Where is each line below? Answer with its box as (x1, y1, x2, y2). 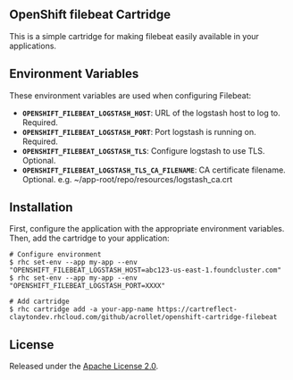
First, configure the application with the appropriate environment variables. (9, 224, 285, 234)
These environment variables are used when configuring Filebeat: (9, 89, 252, 101)
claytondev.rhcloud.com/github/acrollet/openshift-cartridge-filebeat (9, 313, 278, 322)
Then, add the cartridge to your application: (9, 232, 170, 244)
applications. (9, 40, 56, 51)
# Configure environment (9, 250, 102, 259)
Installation (9, 200, 73, 215)
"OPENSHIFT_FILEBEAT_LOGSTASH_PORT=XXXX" (9, 282, 166, 291)
